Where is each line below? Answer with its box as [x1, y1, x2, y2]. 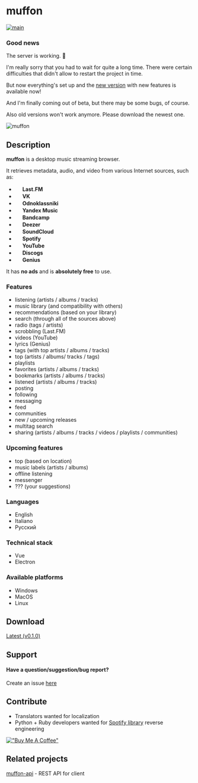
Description [6, 140, 50, 150]
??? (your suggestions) [14, 483, 71, 490]
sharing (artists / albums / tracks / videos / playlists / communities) [14, 429, 178, 436]
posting [14, 385, 34, 392]
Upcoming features [6, 444, 63, 452]
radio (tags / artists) [14, 321, 63, 328]
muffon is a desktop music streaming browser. [6, 156, 120, 163]
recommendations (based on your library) [14, 309, 117, 316]
